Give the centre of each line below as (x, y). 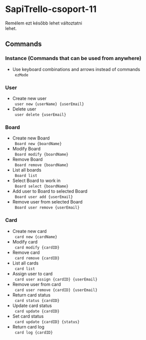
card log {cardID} (34, 332)
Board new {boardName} (38, 144)
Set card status (28, 316)
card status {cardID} (37, 300)
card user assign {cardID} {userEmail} (56, 279)
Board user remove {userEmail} (47, 208)
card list (25, 268)
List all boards (27, 170)
